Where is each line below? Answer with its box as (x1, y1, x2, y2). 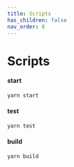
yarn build (7, 152, 39, 160)
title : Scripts (7, 10, 52, 17)
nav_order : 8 (7, 23, 45, 30)
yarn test (7, 122, 36, 129)
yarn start (7, 92, 39, 99)
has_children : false (7, 17, 68, 24)
